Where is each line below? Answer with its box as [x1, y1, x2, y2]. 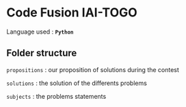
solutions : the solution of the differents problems [6, 79, 148, 87]
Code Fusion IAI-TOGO [6, 5, 137, 21]
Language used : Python [6, 27, 74, 36]
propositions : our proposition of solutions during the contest [6, 65, 179, 73]
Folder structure [6, 47, 77, 59]
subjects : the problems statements [6, 92, 107, 100]
